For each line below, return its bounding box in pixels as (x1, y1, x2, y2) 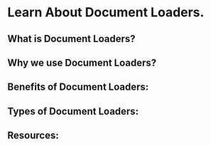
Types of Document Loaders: (7, 105, 139, 118)
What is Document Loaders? (7, 33, 136, 45)
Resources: (7, 130, 59, 142)
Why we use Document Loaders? (7, 56, 157, 68)
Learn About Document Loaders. (7, 4, 205, 21)
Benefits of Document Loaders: (7, 81, 149, 93)
